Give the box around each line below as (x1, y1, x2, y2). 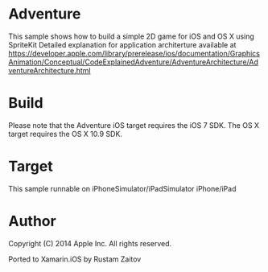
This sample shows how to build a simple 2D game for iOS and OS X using (8, 31, 255, 41)
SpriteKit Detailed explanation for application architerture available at (8, 39, 237, 49)
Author (8, 212, 56, 230)
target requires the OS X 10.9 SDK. (8, 129, 123, 138)
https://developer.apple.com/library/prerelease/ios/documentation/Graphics (8, 48, 260, 58)
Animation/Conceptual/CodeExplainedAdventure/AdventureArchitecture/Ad (8, 57, 259, 67)
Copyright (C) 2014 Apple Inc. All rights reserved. (8, 238, 172, 248)
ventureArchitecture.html (8, 65, 91, 75)
